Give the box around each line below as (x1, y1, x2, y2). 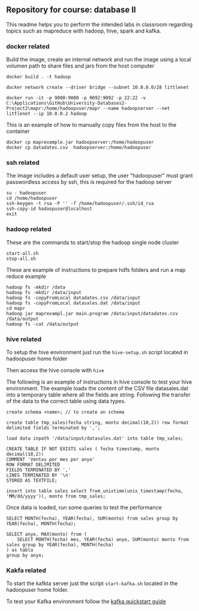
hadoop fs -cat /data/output (6, 321, 79, 327)
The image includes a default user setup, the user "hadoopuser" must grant (6, 172, 193, 179)
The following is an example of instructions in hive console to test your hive (6, 378, 192, 385)
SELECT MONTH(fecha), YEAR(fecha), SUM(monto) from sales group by (6, 515, 179, 521)
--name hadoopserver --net (102, 105, 170, 112)
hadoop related (6, 225, 52, 233)
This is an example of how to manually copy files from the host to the (6, 121, 177, 129)
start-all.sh (6, 250, 39, 256)
